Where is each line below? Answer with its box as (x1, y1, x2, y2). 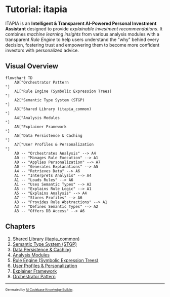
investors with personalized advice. (5, 47, 79, 53)
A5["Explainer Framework (14, 124, 67, 129)
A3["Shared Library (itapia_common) (14, 106, 92, 112)
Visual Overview (5, 62, 59, 70)
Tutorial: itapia (5, 4, 67, 15)
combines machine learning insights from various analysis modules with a (5, 31, 159, 37)
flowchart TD (5, 75, 33, 81)
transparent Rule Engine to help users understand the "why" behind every (5, 36, 159, 43)
